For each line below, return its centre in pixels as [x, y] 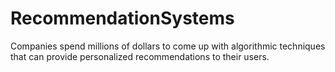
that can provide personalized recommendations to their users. [140, 56]
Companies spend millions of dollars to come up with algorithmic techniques [168, 46]
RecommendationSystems [122, 18]
